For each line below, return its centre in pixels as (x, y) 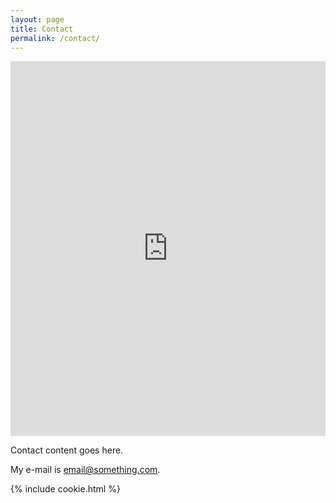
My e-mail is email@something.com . (85, 470)
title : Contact (42, 29)
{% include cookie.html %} (65, 489)
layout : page (37, 19)
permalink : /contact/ (55, 38)
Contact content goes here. (67, 450)
